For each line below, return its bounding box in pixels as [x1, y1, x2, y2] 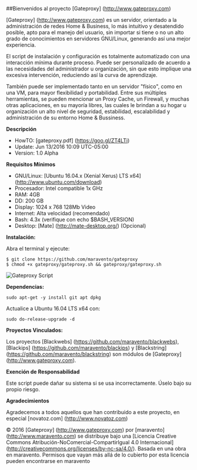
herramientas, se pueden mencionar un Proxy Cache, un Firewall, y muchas [6, 95, 189, 102]
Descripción [6, 126, 37, 132]
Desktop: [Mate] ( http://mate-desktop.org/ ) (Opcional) [14, 222, 146, 229]
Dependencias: [6, 284, 44, 290]
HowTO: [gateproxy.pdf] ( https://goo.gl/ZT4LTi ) [14, 137, 130, 144]
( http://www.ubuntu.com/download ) [14, 179, 102, 185]
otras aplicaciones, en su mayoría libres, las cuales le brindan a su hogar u [6, 102, 186, 108]
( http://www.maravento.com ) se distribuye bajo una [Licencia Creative [6, 432, 176, 439]
